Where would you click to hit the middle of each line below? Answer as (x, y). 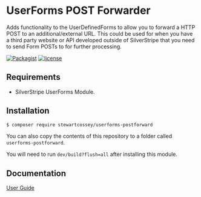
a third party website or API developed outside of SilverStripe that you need (100, 40)
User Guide (21, 188)
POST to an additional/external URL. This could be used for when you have (100, 33)
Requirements (33, 77)
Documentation (36, 173)
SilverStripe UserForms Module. (55, 92)
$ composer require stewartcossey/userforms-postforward (80, 124)
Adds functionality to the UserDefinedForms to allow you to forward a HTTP (101, 27)
